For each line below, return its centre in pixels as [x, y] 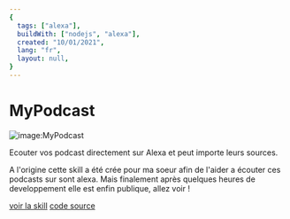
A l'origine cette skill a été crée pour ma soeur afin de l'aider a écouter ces [145, 169]
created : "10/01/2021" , [61, 42]
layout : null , [43, 59]
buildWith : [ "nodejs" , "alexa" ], [79, 34]
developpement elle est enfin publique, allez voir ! [99, 188]
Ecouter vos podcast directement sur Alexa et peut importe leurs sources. [144, 153]
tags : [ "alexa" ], [49, 26]
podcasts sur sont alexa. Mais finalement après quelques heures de [133, 179]
